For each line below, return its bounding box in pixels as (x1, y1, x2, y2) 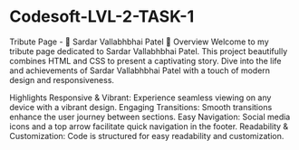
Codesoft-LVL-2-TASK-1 (9, 6, 195, 27)
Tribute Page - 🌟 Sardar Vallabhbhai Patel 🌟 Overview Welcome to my (9, 36, 269, 47)
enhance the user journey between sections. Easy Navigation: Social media (9, 111, 291, 122)
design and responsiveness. (9, 74, 115, 85)
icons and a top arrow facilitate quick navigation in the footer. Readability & (9, 120, 289, 132)
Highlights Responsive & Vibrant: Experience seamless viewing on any (9, 92, 272, 103)
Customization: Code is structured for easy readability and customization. (9, 130, 285, 141)
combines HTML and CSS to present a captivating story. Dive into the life (9, 55, 282, 66)
